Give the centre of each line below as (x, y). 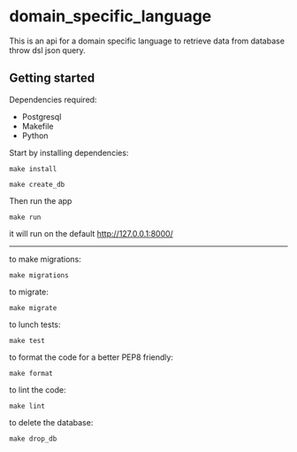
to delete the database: (51, 422)
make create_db (37, 184)
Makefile (38, 126)
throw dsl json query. (47, 50)
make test (27, 340)
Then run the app (41, 200)
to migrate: (29, 292)
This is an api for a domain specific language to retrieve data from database (147, 41)
